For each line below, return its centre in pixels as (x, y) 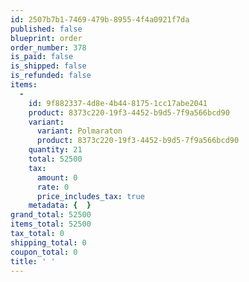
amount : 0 (57, 177)
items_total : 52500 (51, 224)
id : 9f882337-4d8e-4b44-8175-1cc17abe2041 (118, 103)
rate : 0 (53, 187)
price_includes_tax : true (90, 196)
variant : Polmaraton (79, 131)
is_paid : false (42, 57)
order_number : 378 (48, 47)
